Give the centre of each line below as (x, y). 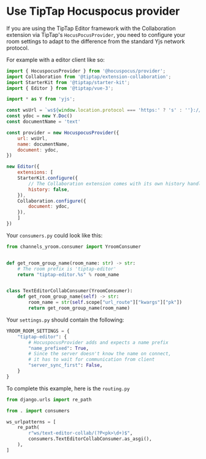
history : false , (49, 189)
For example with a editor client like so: (56, 60)
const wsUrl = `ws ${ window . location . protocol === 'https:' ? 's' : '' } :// (104, 110)
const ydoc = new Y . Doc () (39, 116)
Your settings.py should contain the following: (65, 320)
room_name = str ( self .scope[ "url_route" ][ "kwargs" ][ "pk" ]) (105, 303)
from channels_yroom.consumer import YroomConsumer (74, 247)
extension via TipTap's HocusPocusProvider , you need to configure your (96, 34)
